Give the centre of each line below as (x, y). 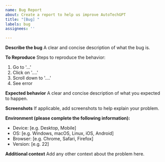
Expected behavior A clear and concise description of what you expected (83, 93)
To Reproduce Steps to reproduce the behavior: (55, 57)
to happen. (16, 99)
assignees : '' (20, 29)
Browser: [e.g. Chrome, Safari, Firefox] (53, 139)
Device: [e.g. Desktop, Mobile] (44, 128)
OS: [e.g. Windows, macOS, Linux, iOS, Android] (63, 133)
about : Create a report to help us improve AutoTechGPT (65, 15)
